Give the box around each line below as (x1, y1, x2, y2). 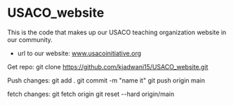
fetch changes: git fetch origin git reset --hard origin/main (7, 90, 175, 98)
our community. (7, 35, 53, 43)
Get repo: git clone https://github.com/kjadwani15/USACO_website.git (7, 62, 208, 71)
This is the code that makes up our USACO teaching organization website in (7, 28, 227, 36)
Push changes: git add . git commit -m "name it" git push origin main (7, 76, 206, 85)
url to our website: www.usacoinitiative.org (17, 49, 142, 57)
